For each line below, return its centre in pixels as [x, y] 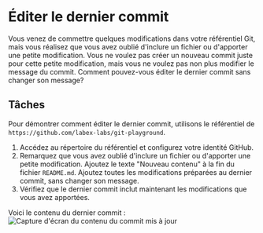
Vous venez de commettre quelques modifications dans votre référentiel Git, [132, 38]
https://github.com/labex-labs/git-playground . [87, 132]
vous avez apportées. [55, 197]
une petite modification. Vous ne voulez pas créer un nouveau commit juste [131, 55]
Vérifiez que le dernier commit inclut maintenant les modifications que [133, 189]
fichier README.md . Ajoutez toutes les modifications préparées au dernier [136, 172]
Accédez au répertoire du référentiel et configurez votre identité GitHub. [137, 147]
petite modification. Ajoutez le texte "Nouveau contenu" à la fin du [127, 164]
